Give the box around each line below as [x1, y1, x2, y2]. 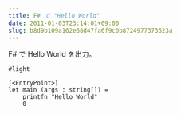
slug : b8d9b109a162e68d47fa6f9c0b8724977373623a [8, 26, 173, 34]
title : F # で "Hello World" [8, 11, 100, 20]
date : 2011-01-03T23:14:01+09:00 [8, 19, 120, 27]
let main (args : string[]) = [8, 86, 109, 94]
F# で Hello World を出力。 [8, 49, 96, 59]
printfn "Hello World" [22, 93, 98, 101]
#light [8, 65, 30, 73]
